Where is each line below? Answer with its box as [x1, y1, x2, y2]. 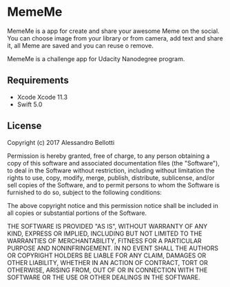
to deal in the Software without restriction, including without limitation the [7, 166, 215, 174]
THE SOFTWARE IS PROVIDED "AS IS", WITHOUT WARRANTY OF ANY [7, 222, 208, 230]
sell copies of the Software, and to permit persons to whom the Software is [7, 181, 220, 189]
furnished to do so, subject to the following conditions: [7, 188, 162, 196]
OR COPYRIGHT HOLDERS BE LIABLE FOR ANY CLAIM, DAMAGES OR [7, 251, 207, 260]
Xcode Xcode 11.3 [17, 93, 67, 101]
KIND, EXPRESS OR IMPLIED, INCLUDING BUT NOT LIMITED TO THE [7, 229, 202, 238]
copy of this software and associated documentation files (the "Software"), [7, 159, 220, 167]
